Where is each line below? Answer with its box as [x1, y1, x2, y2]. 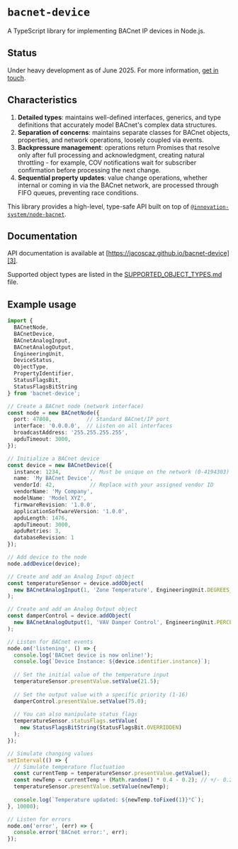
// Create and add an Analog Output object [7, 606, 138, 613]
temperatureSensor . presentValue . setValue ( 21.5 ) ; [13, 678, 160, 685]
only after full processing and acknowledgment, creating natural [17, 150, 205, 159]
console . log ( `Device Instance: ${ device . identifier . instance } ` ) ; [13, 658, 211, 665]
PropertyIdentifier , [13, 370, 74, 378]
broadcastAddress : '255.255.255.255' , [13, 429, 129, 437]
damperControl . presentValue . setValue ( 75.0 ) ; [13, 698, 147, 705]
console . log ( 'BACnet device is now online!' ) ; [13, 652, 154, 659]
